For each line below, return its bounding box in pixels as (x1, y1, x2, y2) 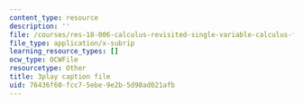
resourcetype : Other (9, 64, 87, 73)
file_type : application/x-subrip (9, 38, 135, 48)
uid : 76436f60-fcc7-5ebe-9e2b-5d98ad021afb (9, 80, 176, 90)
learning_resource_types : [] (9, 47, 119, 56)
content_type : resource (9, 13, 99, 23)
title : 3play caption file (9, 72, 111, 81)
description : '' (9, 22, 70, 31)
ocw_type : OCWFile (9, 55, 78, 64)
